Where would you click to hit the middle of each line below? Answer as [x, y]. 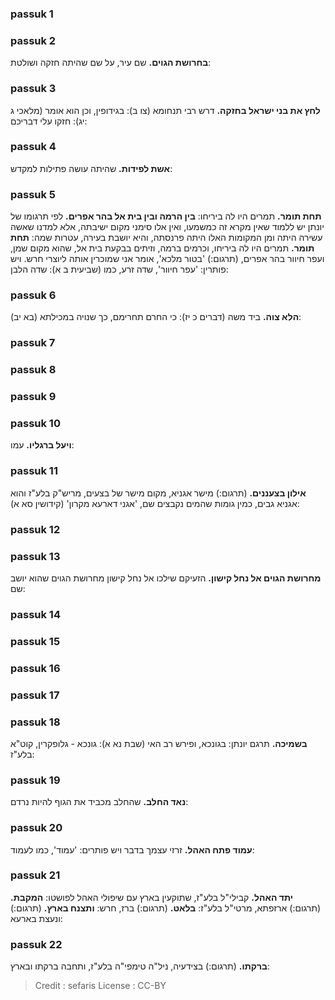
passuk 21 [35, 875]
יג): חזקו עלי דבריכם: [49, 121]
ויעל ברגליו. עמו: [42, 445]
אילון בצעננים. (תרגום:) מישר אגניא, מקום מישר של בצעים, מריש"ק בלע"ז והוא [158, 493]
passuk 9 [33, 397]
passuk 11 [34, 471]
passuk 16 [35, 668]
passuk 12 [35, 529]
